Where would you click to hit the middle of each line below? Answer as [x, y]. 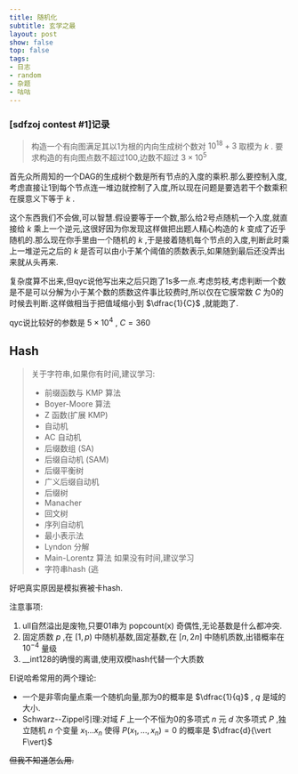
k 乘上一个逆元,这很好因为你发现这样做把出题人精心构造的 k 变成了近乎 [156, 229]
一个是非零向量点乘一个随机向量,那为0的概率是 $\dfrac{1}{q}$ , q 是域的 [154, 697]
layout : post [33, 34]
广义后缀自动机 [72, 481]
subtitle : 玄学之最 [43, 26]
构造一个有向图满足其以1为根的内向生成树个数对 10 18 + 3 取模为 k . [152, 145]
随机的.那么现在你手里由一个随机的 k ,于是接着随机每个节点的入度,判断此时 [145, 240]
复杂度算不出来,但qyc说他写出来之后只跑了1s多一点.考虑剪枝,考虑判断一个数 [148, 281]
